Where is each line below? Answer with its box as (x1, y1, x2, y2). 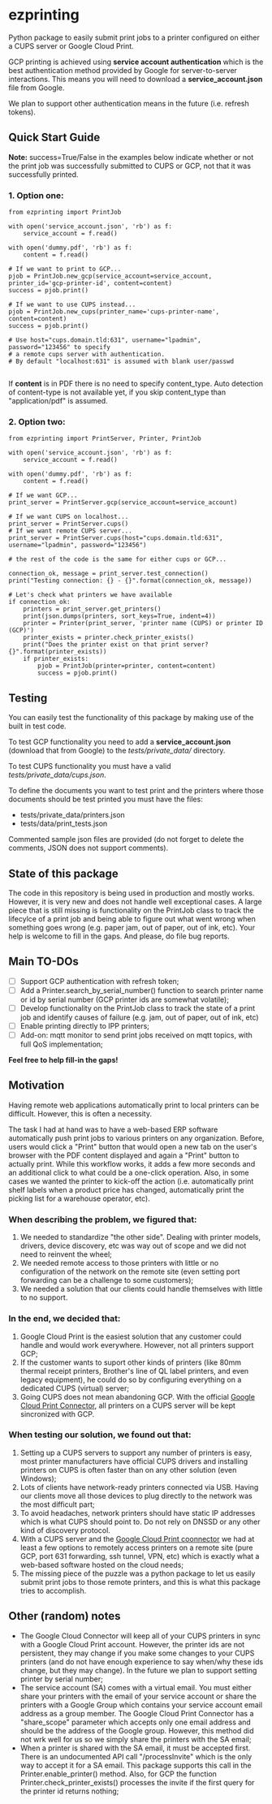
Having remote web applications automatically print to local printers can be (8, 1100, 260, 1110)
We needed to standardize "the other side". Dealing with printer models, (19, 1232, 261, 1242)
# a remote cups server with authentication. (8, 351, 165, 359)
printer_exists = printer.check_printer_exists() (23, 633, 195, 642)
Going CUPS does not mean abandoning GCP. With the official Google (19, 1392, 256, 1401)
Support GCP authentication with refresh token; (19, 976, 179, 986)
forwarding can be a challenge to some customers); (19, 1275, 194, 1285)
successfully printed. (8, 169, 79, 179)
